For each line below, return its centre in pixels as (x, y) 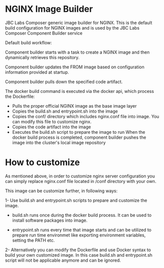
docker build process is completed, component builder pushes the (79, 137)
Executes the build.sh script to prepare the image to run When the (79, 132)
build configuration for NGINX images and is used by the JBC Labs (72, 28)
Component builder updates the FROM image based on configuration (75, 67)
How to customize (42, 163)
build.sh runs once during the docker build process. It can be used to (82, 215)
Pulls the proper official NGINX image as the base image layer (74, 106)
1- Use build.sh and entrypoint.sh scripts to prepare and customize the (76, 200)
